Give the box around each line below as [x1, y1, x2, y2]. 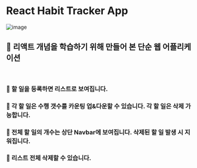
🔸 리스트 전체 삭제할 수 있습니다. [6, 154, 92, 162]
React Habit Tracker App [6, 4, 128, 18]
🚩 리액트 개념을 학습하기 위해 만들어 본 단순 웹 [6, 42, 161, 52]
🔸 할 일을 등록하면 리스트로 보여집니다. [6, 85, 108, 93]
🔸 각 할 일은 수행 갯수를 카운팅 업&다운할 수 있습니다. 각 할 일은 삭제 [6, 102, 184, 110]
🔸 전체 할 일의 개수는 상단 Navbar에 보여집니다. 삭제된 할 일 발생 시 [6, 128, 183, 136]
